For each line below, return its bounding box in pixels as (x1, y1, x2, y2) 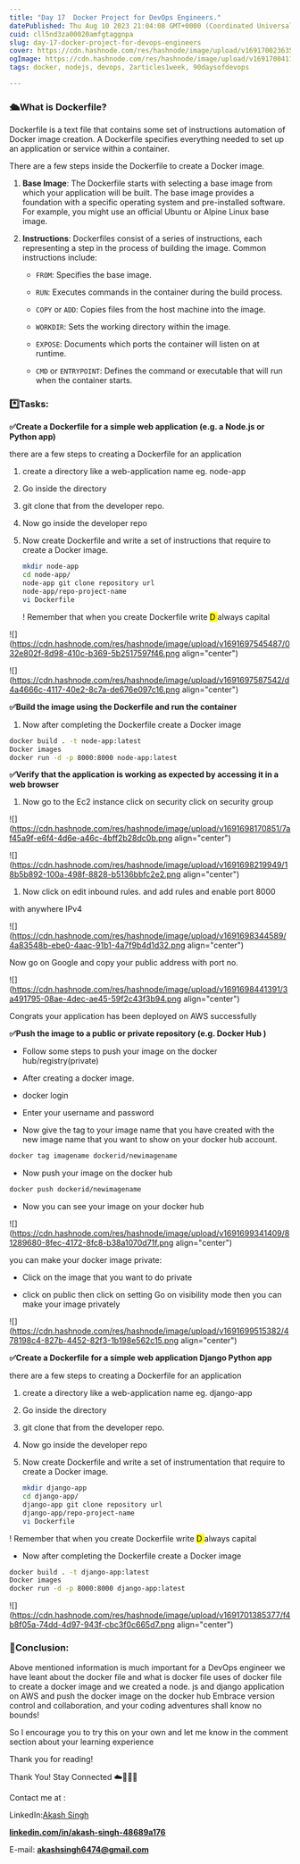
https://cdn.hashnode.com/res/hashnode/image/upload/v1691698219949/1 (12, 859, 288, 871)
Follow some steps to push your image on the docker (21, 1046, 218, 1057)
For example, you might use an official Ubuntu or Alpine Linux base (21, 206, 270, 217)
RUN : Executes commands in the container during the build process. (35, 287, 283, 297)
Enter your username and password (21, 1108, 154, 1118)
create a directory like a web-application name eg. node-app (21, 466, 246, 477)
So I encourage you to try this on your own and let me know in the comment (9, 1726, 288, 1737)
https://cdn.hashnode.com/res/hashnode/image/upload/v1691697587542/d (12, 674, 290, 685)
